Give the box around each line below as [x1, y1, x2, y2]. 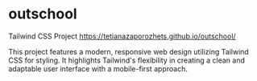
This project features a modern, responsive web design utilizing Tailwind [8, 47, 250, 56]
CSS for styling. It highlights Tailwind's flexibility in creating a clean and [8, 55, 246, 65]
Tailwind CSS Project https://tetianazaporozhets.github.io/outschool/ [8, 31, 236, 41]
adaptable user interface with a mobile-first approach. [8, 63, 188, 73]
